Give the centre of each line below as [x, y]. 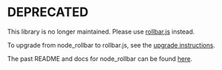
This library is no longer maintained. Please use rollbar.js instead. [101, 31]
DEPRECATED [48, 12]
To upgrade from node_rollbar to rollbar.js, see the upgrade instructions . [111, 45]
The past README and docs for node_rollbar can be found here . [100, 58]
